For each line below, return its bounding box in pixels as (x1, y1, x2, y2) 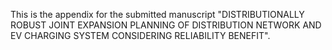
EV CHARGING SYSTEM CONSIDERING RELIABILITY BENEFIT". (10, 30, 271, 41)
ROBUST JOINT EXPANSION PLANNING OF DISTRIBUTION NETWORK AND (10, 19, 322, 31)
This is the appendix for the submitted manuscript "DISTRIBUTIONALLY (10, 9, 305, 20)
